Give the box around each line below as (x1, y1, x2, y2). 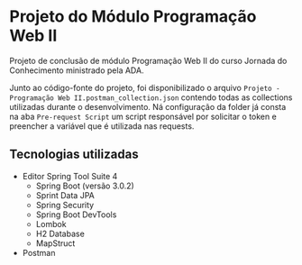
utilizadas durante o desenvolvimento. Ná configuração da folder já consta (9, 101, 287, 112)
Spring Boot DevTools (35, 209, 117, 220)
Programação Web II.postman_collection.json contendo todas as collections (9, 92, 293, 103)
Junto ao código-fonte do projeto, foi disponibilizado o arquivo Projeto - (9, 82, 281, 93)
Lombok (35, 218, 67, 229)
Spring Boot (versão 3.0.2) (35, 180, 135, 191)
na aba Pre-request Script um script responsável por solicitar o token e (9, 111, 277, 122)
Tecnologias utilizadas (9, 147, 139, 162)
